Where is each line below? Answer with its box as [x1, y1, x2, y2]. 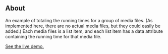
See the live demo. [5, 43, 44, 49]
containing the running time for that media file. [5, 33, 102, 39]
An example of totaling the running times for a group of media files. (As [5, 17, 153, 23]
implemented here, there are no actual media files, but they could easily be [5, 23, 160, 29]
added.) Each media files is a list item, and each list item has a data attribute [5, 28, 163, 34]
